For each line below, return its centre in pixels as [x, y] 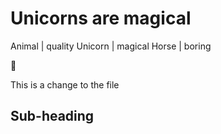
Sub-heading [52, 116]
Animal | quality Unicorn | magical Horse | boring [111, 46]
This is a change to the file [65, 84]
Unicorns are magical [101, 18]
